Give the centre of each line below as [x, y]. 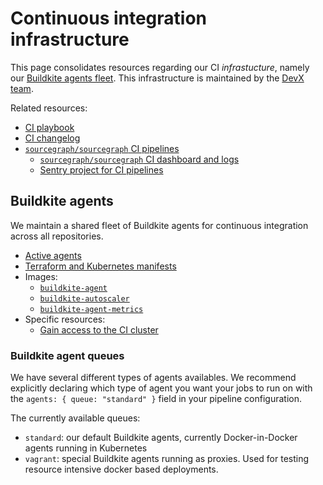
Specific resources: [65, 319]
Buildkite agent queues [67, 355]
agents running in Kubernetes [86, 448]
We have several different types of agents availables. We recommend [153, 378]
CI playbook [49, 127]
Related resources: [49, 108]
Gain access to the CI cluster [99, 329]
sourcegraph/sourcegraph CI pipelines [102, 148]
